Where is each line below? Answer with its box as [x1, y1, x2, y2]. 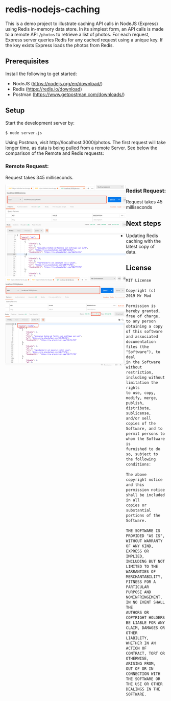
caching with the [126, 238, 161, 244]
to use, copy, [126, 390, 156, 395]
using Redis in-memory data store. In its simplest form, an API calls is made [5, 26, 164, 32]
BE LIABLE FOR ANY [126, 620, 165, 625]
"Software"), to [126, 349, 161, 355]
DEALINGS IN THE [126, 686, 161, 692]
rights [126, 385, 140, 390]
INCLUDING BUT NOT [126, 558, 165, 564]
